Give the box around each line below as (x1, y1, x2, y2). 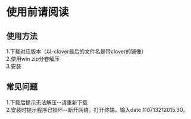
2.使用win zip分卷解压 (6, 55, 60, 62)
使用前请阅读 (6, 5, 70, 19)
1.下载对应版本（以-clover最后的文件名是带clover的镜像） (6, 48, 147, 55)
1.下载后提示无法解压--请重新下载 (6, 99, 88, 106)
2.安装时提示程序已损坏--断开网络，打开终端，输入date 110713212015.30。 (6, 106, 189, 113)
